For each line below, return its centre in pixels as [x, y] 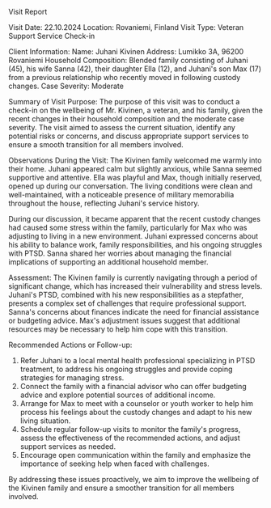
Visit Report [28, 12]
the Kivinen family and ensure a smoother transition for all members [121, 488]
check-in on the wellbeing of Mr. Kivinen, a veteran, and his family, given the [135, 110]
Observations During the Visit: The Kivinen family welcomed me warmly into [135, 160]
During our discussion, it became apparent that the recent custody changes [135, 219]
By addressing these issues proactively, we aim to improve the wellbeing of [134, 479]
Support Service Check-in [52, 36]
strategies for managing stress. [72, 378]
